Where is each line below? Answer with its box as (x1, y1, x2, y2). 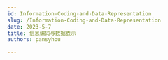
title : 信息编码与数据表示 (7, 29, 77, 37)
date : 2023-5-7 (7, 23, 52, 30)
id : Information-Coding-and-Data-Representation (7, 10, 152, 17)
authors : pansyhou (7, 36, 61, 43)
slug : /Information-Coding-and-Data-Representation (7, 17, 161, 24)
